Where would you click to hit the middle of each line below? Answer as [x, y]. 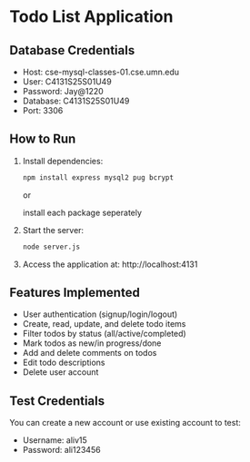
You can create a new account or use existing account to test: [125, 423]
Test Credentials [57, 401]
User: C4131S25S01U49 [67, 82]
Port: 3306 [43, 110]
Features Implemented [75, 292]
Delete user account [60, 372]
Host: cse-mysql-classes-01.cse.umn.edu [101, 72]
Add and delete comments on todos [90, 353]
